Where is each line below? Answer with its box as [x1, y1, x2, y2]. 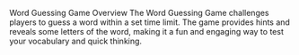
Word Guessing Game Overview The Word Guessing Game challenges [9, 8, 269, 18]
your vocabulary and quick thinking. [9, 35, 142, 46]
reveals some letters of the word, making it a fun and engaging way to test [9, 27, 285, 36]
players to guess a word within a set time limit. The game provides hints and [9, 17, 290, 27]
